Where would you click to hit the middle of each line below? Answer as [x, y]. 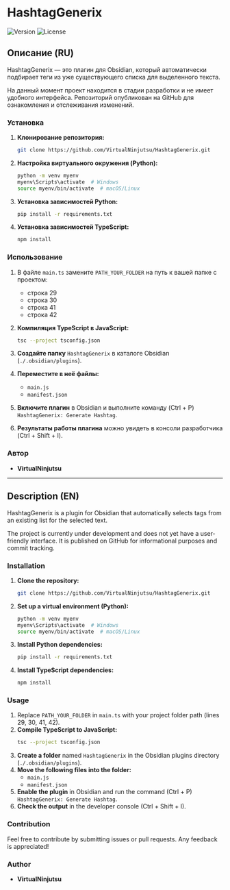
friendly [18, 541]
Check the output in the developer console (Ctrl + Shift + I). [101, 806]
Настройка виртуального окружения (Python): [87, 163]
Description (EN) [43, 496]
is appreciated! [28, 846]
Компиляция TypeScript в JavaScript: [73, 327]
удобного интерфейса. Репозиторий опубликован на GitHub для [100, 97]
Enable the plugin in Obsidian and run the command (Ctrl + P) [105, 792]
